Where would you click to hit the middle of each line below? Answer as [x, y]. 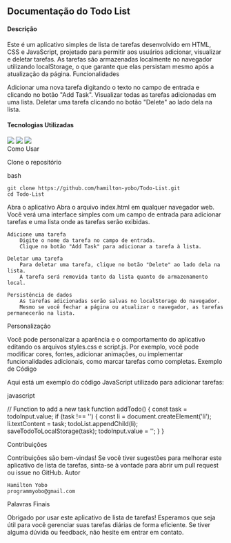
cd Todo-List [26, 194]
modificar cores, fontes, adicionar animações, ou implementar [96, 354]
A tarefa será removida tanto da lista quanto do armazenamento [114, 277]
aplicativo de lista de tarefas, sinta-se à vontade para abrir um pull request [113, 465]
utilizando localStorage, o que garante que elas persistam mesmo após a [111, 66]
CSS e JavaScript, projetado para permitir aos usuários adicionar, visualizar [114, 52]
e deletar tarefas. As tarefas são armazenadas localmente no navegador [110, 59]
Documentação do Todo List [69, 11]
